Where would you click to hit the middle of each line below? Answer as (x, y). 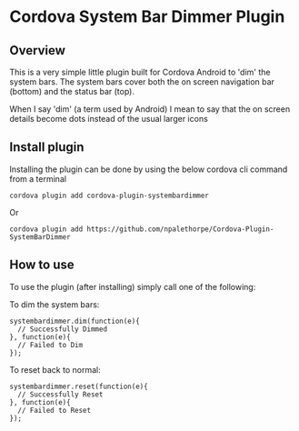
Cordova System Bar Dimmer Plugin (147, 17)
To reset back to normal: (55, 369)
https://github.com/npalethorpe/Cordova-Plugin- (180, 229)
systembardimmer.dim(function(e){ (75, 321)
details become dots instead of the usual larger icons (109, 119)
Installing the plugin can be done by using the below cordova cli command (149, 169)
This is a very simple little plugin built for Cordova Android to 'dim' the (140, 72)
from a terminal (38, 178)
